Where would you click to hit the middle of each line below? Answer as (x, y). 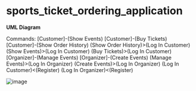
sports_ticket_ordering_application (94, 11)
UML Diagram (23, 27)
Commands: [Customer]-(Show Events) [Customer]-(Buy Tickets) (87, 38)
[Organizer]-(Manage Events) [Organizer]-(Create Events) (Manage (89, 57)
